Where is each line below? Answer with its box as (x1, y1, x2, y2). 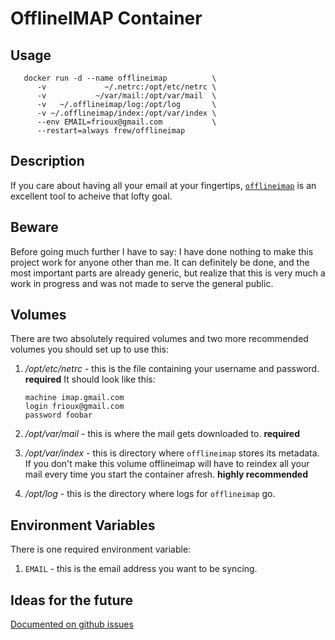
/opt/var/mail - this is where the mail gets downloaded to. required (24, 428, 300, 440)
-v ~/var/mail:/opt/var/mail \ (36, 91, 217, 101)
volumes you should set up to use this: (10, 343, 169, 356)
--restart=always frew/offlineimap (36, 126, 186, 136)
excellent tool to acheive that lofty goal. (10, 190, 173, 202)
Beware (10, 219, 59, 236)
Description (10, 153, 85, 170)
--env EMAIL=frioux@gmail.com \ (36, 117, 217, 127)
